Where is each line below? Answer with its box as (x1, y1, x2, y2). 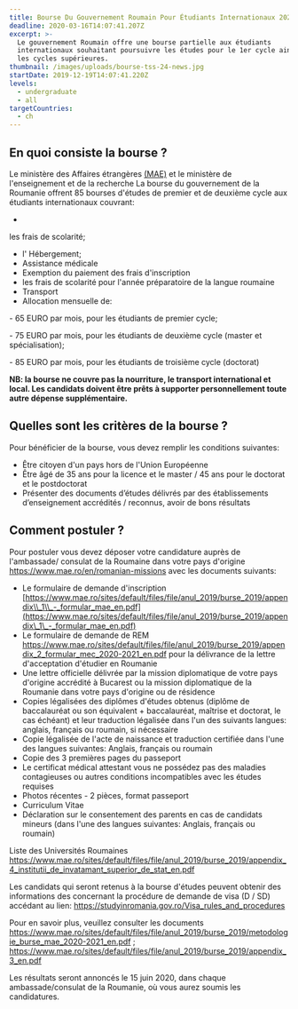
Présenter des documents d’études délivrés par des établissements (21, 488, 269, 498)
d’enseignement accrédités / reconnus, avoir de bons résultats (21, 497, 251, 507)
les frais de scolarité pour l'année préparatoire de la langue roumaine (21, 276, 275, 287)
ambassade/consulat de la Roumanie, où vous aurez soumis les (9, 981, 241, 992)
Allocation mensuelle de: (21, 295, 113, 306)
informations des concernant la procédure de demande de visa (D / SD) (9, 890, 271, 902)
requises (21, 781, 55, 791)
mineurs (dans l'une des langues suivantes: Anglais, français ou (21, 818, 255, 829)
